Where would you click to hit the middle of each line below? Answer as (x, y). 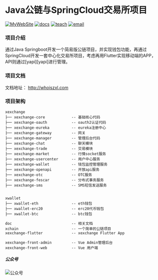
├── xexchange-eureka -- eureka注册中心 (56, 128)
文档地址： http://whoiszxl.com (37, 87)
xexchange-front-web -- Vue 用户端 (52, 248)
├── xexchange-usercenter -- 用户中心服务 (53, 159)
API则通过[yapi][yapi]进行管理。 (38, 62)
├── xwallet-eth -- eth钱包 (49, 203)
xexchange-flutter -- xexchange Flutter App (65, 233)
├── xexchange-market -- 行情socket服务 (56, 154)
